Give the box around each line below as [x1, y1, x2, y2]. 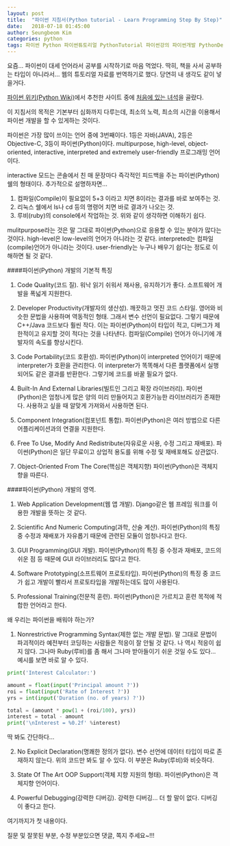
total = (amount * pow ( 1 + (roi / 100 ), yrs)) [7, 707, 136, 714]
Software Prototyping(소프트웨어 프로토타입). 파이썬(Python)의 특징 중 [16, 569, 209, 577]
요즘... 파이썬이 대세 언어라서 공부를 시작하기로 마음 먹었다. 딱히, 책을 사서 [7, 62, 204, 69]
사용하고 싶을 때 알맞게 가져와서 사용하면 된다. [26, 401, 149, 410]
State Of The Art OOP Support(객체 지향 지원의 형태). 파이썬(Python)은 [16, 771, 212, 779]
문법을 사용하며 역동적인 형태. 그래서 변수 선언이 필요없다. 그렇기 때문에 [29, 312, 220, 321]
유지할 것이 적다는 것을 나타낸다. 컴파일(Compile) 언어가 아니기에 [40, 329, 215, 338]
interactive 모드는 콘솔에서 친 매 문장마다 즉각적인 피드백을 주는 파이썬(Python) [7, 171, 220, 179]
